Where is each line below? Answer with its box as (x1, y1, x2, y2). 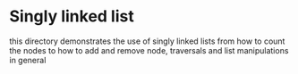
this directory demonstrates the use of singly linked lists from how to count (9, 36, 285, 46)
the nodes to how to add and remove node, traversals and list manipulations (9, 45, 289, 55)
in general (9, 54, 47, 65)
